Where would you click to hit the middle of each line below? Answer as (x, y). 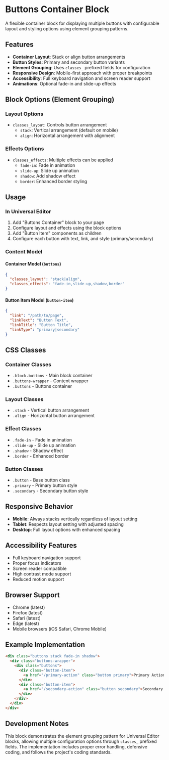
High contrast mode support (42, 574)
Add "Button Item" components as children (57, 233)
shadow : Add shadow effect (48, 176)
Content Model (24, 252)
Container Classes (28, 364)
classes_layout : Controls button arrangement (60, 125)
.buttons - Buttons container (42, 386)
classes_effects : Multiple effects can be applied (63, 160)
